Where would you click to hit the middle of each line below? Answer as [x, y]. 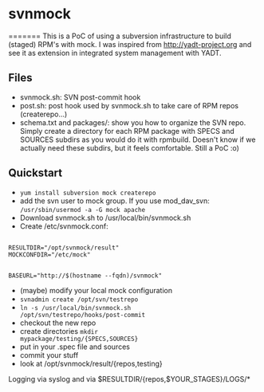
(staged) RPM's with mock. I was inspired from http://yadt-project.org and [130, 44]
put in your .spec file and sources [75, 347]
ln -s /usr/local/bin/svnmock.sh [75, 308]
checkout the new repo [58, 323]
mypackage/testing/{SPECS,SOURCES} [79, 339]
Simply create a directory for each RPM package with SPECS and [127, 131]
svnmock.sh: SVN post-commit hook [80, 97]
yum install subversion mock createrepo [88, 193]
